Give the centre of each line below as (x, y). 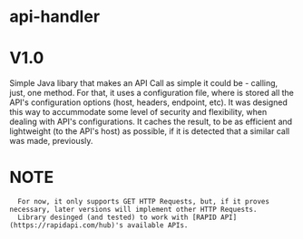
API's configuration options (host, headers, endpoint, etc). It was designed (149, 102)
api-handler (55, 17)
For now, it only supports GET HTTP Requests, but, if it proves (144, 202)
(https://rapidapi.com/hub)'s (67, 225)
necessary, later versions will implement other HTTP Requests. (133, 210)
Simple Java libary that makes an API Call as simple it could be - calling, (144, 83)
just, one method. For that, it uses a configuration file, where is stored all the (152, 93)
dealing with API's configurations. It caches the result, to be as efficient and (151, 122)
